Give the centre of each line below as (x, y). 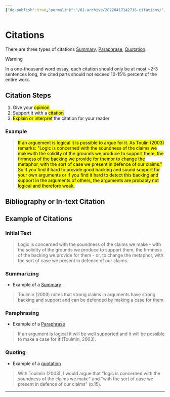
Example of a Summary (37, 285)
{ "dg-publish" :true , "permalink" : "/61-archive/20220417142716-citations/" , (86, 10)
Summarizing (22, 273)
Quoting (15, 352)
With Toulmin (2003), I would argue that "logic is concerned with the (89, 373)
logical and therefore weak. (46, 186)
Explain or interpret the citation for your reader (61, 118)
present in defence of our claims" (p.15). (59, 384)
